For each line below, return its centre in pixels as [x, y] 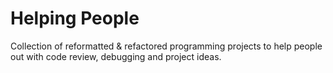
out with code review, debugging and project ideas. [116, 56]
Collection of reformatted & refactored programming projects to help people [166, 46]
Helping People [75, 18]
